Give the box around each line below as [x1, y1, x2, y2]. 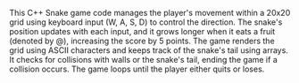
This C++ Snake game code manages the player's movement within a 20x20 [9, 8, 291, 18]
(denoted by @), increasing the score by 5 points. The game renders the [9, 35, 275, 46]
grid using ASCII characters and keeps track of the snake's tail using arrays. [9, 45, 288, 56]
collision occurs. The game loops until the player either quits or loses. [9, 64, 265, 74]
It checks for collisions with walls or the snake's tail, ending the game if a [9, 55, 278, 64]
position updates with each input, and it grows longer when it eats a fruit [9, 26, 276, 36]
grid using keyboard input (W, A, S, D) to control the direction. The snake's [9, 17, 283, 27]
